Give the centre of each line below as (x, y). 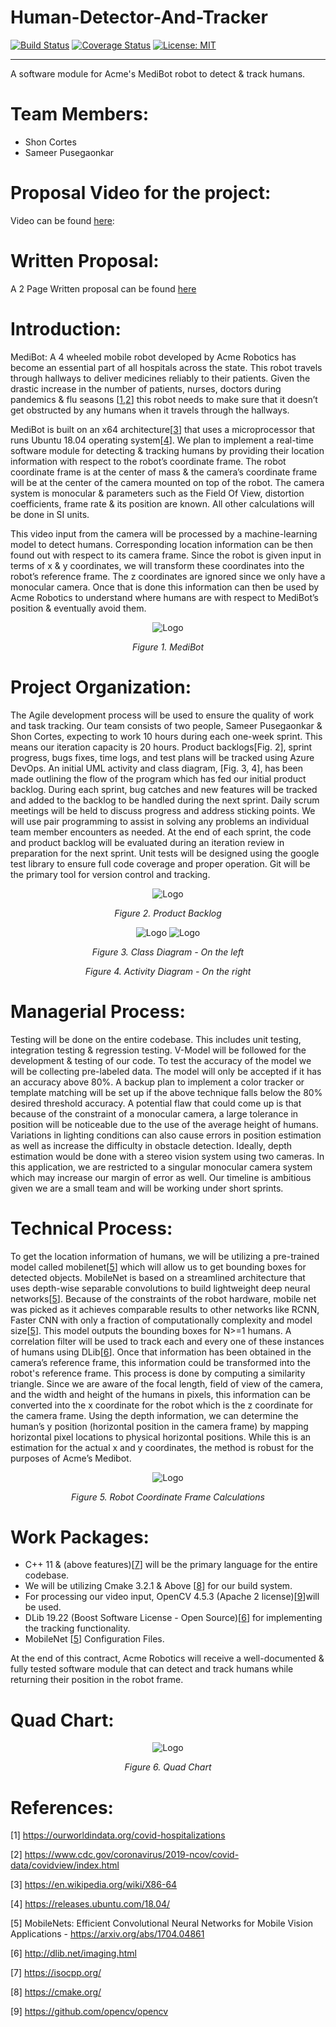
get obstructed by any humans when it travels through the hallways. (150, 410)
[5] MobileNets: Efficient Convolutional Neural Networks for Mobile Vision (162, 1923)
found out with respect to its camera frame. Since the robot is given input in (166, 555)
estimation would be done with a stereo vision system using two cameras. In (167, 1156)
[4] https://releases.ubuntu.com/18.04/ (90, 1904)
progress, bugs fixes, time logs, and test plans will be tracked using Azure (162, 757)
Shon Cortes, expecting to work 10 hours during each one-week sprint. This (166, 736)
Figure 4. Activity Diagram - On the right (168, 971)
